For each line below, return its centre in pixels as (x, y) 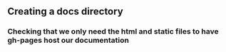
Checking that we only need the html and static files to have (113, 32)
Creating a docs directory (65, 12)
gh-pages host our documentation (68, 40)
